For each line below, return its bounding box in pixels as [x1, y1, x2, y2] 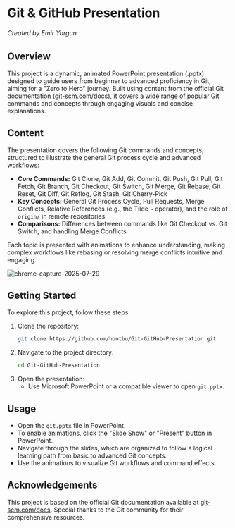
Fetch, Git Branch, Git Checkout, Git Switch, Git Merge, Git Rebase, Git [17, 182, 221, 190]
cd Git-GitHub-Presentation [17, 362, 100, 369]
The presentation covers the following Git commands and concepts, [7, 146, 204, 154]
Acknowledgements [7, 479, 98, 491]
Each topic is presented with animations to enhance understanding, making [7, 240, 226, 249]
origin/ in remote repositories [17, 211, 106, 220]
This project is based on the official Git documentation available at [7, 498, 199, 506]
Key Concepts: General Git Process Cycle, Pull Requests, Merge [17, 197, 205, 205]
